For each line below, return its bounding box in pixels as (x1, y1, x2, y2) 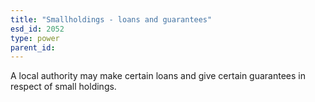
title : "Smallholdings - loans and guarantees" (10, 14, 213, 25)
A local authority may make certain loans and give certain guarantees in (10, 70, 306, 82)
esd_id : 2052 (10, 24, 65, 34)
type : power (10, 33, 60, 43)
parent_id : (10, 42, 56, 53)
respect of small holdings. (10, 81, 117, 93)
